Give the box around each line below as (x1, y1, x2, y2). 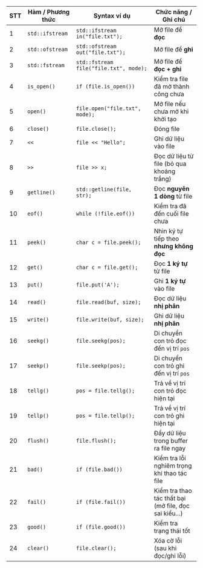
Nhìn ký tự (153, 227, 183, 235)
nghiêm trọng (153, 461, 192, 470)
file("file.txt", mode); (76, 65, 147, 71)
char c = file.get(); (76, 264, 138, 271)
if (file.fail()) (76, 499, 126, 505)
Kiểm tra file (153, 75, 188, 83)
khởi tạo (153, 115, 177, 123)
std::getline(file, (76, 186, 132, 193)
